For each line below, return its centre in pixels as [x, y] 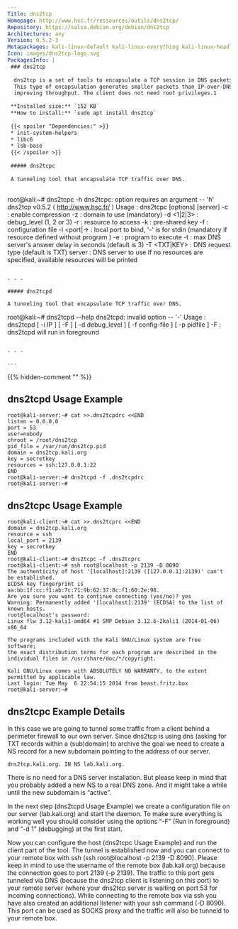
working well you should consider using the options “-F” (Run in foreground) [119, 821]
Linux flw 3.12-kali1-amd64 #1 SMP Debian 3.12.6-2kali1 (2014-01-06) [114, 621]
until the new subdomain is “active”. [59, 792]
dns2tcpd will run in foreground [53, 332]
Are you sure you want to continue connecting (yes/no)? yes [100, 597]
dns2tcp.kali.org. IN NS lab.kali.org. [66, 764]
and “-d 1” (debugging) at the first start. [65, 829]
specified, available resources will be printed [73, 259]
